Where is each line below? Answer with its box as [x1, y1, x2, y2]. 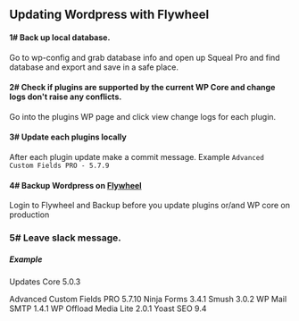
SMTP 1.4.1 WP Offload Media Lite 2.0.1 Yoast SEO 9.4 [9, 303, 207, 314]
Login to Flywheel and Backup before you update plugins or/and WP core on [9, 200, 291, 211]
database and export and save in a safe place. [9, 62, 179, 72]
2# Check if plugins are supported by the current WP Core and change [9, 82, 276, 93]
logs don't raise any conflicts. [9, 91, 122, 102]
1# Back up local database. [9, 31, 111, 43]
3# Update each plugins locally [9, 131, 127, 142]
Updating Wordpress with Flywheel [9, 7, 210, 22]
